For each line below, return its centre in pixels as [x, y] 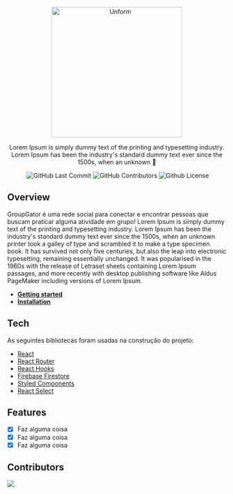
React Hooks [35, 368]
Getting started [40, 294]
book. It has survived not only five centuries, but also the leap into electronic [117, 251]
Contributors [36, 467]
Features [27, 413]
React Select [35, 390]
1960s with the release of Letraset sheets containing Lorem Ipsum [102, 266]
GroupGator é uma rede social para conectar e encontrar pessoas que [108, 214]
